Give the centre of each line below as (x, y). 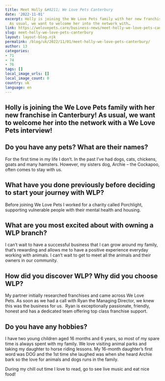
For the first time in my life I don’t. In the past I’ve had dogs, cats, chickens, (81, 159)
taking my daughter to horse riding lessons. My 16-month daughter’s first (79, 349)
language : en (18, 87)
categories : (17, 51)
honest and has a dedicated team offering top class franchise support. (76, 311)
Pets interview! (29, 130)
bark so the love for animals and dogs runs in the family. (62, 359)
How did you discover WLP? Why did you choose (82, 276)
